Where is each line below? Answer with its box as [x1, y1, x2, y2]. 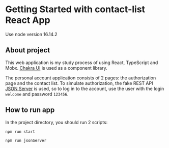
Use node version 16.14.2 [5, 31, 58, 37]
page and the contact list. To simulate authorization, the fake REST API [5, 80, 153, 86]
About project [5, 46, 50, 54]
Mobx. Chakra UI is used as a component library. [5, 65, 108, 71]
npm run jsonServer [5, 138, 47, 143]
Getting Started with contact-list [5, 4, 146, 15]
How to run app [5, 106, 55, 114]
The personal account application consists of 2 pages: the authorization [5, 75, 156, 81]
